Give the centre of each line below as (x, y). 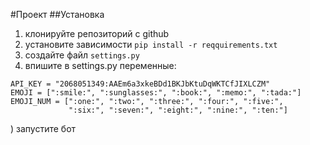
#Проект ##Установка (57, 14)
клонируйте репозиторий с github (97, 33)
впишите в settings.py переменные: (100, 65)
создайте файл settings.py (82, 55)
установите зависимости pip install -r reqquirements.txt (151, 44)
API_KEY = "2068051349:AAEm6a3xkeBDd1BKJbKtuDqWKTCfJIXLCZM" (140, 84)
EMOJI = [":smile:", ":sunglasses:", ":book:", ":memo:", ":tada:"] (156, 93)
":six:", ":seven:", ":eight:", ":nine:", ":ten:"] (178, 110)
